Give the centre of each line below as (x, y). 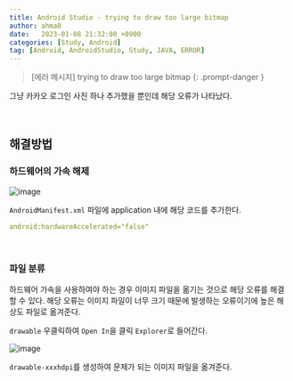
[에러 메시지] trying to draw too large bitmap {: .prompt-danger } (147, 77)
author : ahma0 (36, 26)
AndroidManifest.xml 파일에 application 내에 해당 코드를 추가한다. (126, 209)
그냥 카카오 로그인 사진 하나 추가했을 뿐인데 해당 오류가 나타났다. (121, 96)
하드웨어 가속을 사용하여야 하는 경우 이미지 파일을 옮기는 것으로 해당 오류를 (139, 289)
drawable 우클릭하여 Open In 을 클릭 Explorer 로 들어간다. (108, 330)
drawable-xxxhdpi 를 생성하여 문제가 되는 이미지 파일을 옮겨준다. (121, 367)
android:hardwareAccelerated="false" (79, 227)
